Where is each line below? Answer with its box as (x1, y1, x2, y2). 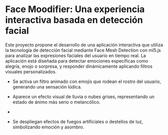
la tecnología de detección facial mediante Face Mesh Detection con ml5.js (5, 47, 161, 53)
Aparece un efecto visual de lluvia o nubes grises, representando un (12, 94, 155, 100)
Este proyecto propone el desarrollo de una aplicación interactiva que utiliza (5, 41, 163, 48)
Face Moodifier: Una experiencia (5, 4, 145, 15)
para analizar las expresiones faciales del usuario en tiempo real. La (5, 52, 146, 59)
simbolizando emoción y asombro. (12, 124, 84, 130)
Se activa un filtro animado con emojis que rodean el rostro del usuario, (12, 78, 161, 84)
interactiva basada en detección (5, 14, 143, 26)
